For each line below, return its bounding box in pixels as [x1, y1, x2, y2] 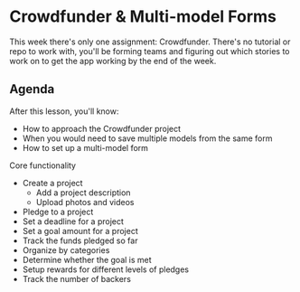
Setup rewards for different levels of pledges [22, 264, 190, 275]
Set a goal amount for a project [22, 225, 138, 236]
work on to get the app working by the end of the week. [9, 55, 217, 66]
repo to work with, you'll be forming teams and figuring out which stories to [9, 45, 290, 56]
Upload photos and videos [35, 196, 135, 207]
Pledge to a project [22, 206, 94, 217]
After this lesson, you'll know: [9, 106, 119, 117]
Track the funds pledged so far [22, 235, 138, 246]
